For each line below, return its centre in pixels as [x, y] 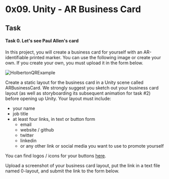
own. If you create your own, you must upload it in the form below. [74, 63]
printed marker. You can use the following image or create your [95, 57]
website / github [37, 129]
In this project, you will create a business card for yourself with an [74, 52]
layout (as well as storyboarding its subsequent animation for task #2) [78, 93]
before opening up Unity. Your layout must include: [58, 98]
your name [24, 108]
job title [20, 114]
